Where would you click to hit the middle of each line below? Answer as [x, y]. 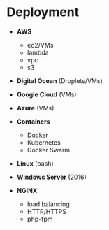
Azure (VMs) [35, 108]
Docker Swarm [49, 150]
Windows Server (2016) [51, 177]
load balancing [49, 204]
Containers [33, 121]
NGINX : [28, 190]
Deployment [43, 12]
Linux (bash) [35, 163]
